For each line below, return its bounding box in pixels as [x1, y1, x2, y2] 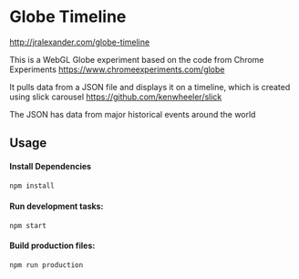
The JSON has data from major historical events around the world [9, 108, 256, 119]
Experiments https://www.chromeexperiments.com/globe [9, 64, 225, 75]
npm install [9, 181, 55, 191]
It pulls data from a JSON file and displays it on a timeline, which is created [9, 81, 291, 92]
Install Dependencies [9, 160, 92, 171]
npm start [9, 221, 47, 230]
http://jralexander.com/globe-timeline [9, 36, 150, 47]
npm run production [9, 260, 84, 270]
